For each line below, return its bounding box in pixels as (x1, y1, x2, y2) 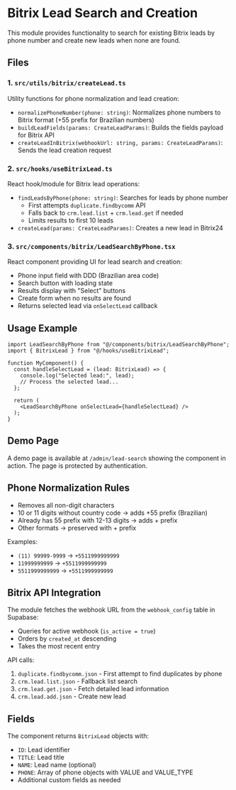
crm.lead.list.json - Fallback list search (17, 677, 138, 685)
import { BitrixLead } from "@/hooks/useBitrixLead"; (7, 347, 170, 355)
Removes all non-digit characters (17, 501, 115, 509)
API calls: (7, 656, 35, 664)
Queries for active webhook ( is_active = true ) (17, 627, 156, 636)
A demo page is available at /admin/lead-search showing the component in (7, 454, 227, 462)
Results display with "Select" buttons (17, 287, 126, 295)
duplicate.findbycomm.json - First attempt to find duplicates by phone (17, 670, 223, 678)
